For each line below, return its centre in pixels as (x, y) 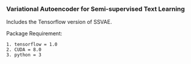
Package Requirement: (34, 33)
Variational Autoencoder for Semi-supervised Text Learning (95, 9)
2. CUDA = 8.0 (24, 50)
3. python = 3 (24, 55)
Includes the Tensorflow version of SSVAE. (59, 22)
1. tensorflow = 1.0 (32, 45)
